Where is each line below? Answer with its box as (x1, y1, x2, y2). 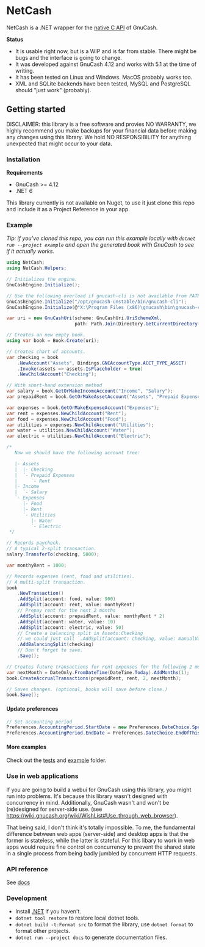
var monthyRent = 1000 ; (6, 562, 67, 568)
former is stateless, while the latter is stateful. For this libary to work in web (6, 836, 195, 844)
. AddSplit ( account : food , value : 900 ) (17, 596, 116, 602)
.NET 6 (15, 187, 33, 195)
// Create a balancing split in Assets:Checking (17, 630, 143, 636)
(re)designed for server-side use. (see (6, 805, 103, 813)
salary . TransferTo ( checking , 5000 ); (6, 551, 99, 557)
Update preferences (6, 705, 59, 712)
